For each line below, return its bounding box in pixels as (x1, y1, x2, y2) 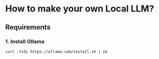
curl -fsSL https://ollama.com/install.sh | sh (5, 49, 108, 54)
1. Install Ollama (5, 38, 45, 45)
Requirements (5, 23, 51, 31)
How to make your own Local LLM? (5, 3, 154, 14)
